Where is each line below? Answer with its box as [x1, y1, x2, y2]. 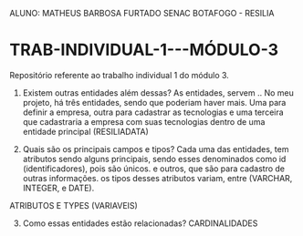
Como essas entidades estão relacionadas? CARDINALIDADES [22, 218, 258, 229]
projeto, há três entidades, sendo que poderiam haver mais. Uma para [22, 97, 287, 108]
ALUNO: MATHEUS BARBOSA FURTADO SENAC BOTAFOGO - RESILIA [9, 8, 275, 18]
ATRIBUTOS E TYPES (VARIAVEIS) [9, 200, 139, 210]
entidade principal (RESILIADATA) [22, 126, 149, 137]
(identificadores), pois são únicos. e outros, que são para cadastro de [22, 163, 286, 174]
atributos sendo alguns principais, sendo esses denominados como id [22, 153, 287, 164]
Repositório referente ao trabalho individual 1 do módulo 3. [9, 69, 230, 80]
